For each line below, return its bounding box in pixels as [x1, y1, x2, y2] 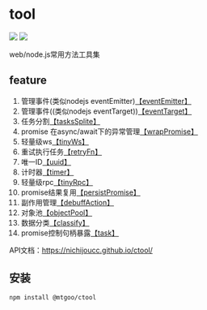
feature [9, 74, 48, 88]
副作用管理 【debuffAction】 [20, 197, 115, 207]
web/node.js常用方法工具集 [9, 50, 100, 59]
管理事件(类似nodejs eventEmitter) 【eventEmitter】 [20, 96, 192, 105]
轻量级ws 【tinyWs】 [20, 136, 90, 146]
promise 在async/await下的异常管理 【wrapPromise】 [20, 127, 199, 136]
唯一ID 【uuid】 [20, 157, 72, 166]
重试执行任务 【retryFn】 [20, 147, 103, 157]
